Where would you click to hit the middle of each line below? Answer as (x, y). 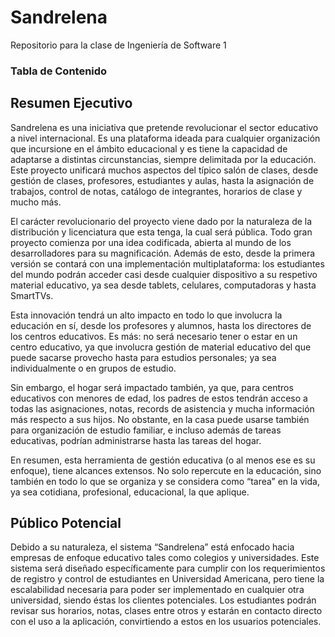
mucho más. (36, 202)
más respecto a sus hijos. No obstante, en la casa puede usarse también (160, 419)
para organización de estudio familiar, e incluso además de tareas (146, 430)
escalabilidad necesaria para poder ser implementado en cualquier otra (157, 590)
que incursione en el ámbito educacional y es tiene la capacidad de (149, 148)
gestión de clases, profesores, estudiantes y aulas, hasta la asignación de (162, 180)
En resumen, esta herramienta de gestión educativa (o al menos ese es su (163, 460)
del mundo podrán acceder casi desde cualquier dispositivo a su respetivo (164, 274)
